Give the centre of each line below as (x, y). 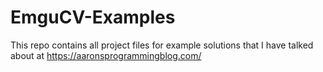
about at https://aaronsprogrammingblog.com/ (106, 55)
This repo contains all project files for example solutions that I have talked (162, 45)
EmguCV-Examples (93, 17)
